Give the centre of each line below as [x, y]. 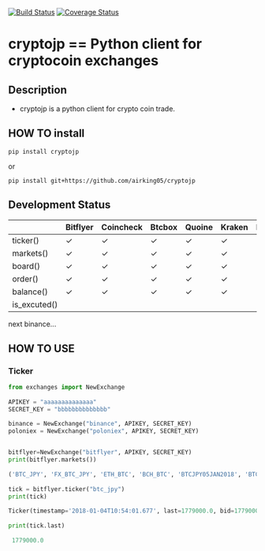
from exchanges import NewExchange [67, 387]
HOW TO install [47, 134]
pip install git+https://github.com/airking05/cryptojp [102, 181]
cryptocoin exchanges [84, 61]
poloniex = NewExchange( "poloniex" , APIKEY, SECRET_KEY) [104, 431]
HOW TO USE [41, 349]
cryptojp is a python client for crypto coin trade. [97, 109]
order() [25, 278]
